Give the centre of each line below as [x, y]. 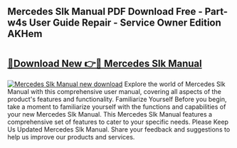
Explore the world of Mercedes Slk [175, 84]
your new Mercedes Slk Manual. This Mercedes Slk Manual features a [110, 114]
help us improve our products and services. [71, 137]
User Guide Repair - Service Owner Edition [125, 23]
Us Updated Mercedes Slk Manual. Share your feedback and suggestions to [119, 129]
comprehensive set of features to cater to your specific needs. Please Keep [118, 122]
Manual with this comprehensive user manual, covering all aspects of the [115, 91]
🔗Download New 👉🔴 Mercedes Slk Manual [105, 63]
